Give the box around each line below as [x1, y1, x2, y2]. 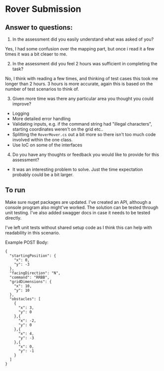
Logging [12, 110, 30, 116]
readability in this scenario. [5, 230, 60, 235]
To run [5, 186, 26, 194]
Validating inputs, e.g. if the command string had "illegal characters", [12, 121, 152, 127]
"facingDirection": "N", [9, 271, 61, 276]
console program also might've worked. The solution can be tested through [5, 204, 159, 210]
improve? [12, 101, 32, 107]
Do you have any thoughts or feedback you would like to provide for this [12, 152, 160, 157]
